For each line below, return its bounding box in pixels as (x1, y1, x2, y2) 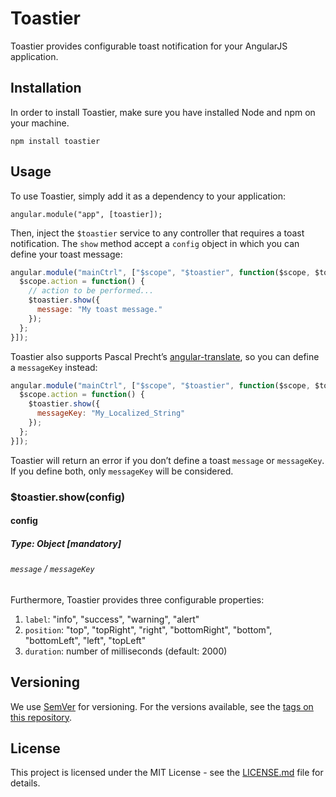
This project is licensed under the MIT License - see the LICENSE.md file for (10, 767, 324, 779)
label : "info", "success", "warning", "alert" (24, 613, 200, 625)
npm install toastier (10, 136, 101, 146)
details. (10, 777, 41, 789)
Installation (10, 80, 82, 97)
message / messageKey (10, 563, 95, 575)
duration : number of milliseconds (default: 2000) (24, 645, 228, 657)
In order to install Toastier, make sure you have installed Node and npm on (10, 106, 316, 118)
